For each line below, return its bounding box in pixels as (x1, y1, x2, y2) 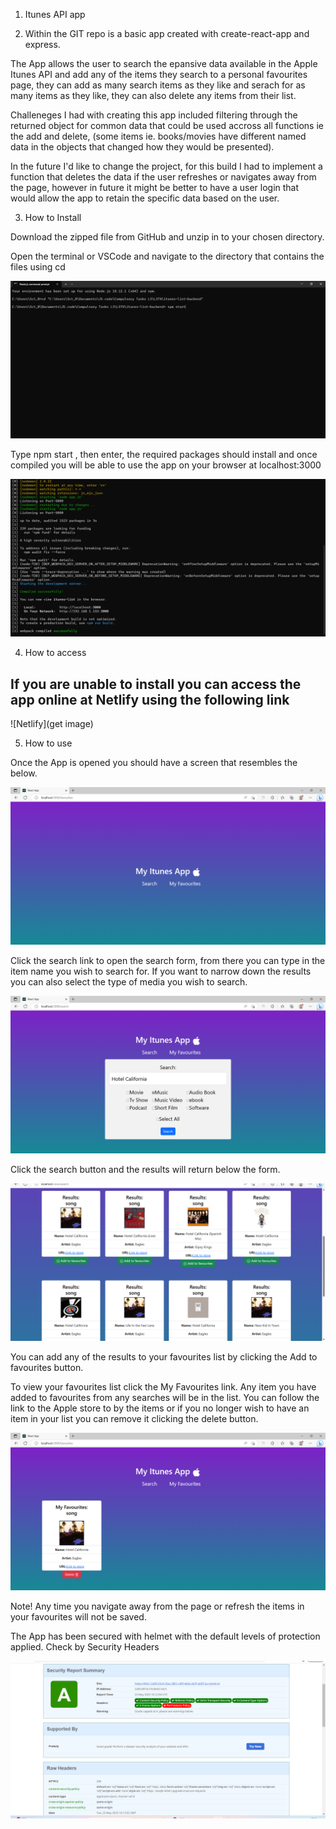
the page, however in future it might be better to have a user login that (10, 182, 300, 193)
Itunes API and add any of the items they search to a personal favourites (10, 69, 308, 80)
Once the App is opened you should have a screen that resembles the (10, 757, 298, 769)
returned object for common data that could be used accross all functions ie (10, 120, 324, 131)
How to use (24, 737, 73, 749)
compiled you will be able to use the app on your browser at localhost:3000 (10, 459, 322, 471)
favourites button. (10, 1362, 84, 1374)
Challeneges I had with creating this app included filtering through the (10, 109, 298, 121)
